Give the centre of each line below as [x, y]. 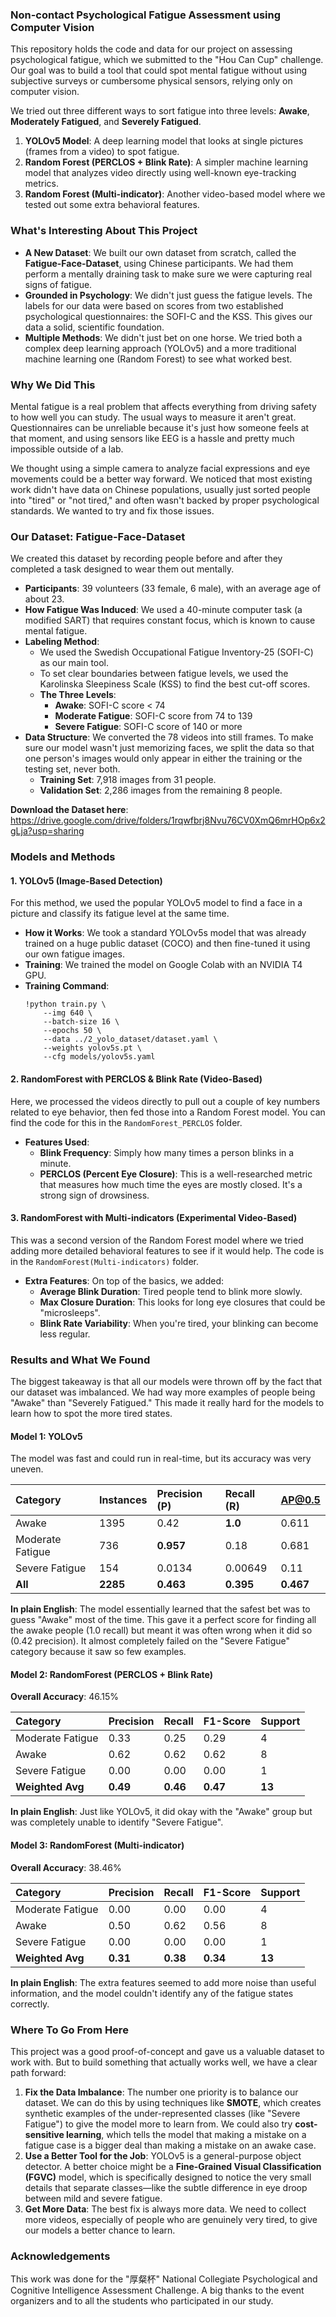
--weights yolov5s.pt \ [92, 1048]
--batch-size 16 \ [81, 1022]
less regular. [65, 1334]
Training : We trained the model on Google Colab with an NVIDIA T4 [163, 965]
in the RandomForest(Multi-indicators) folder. [104, 1261]
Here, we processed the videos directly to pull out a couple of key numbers [165, 1101]
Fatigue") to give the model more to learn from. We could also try [158, 2124]
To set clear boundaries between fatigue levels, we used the [164, 674]
